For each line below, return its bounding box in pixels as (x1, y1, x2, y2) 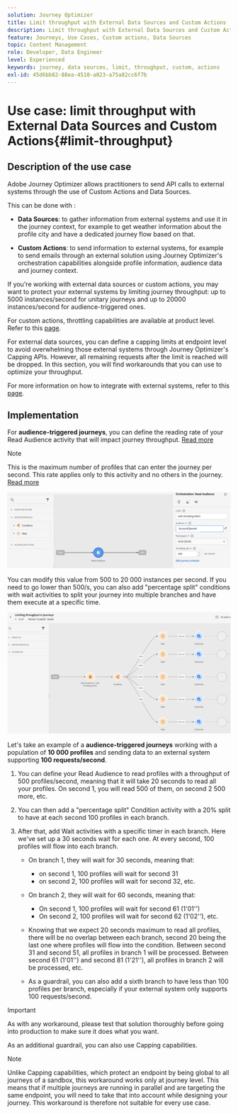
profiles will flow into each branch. (17, 842, 119, 850)
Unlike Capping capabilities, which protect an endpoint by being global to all (7, 1069, 229, 1077)
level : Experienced (7, 57, 65, 64)
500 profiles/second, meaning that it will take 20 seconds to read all (17, 777, 217, 786)
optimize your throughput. (7, 367, 84, 376)
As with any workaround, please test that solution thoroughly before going (7, 1020, 225, 1028)
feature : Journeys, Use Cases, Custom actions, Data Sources (7, 34, 192, 41)
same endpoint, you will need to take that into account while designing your (7, 1091, 228, 1100)
